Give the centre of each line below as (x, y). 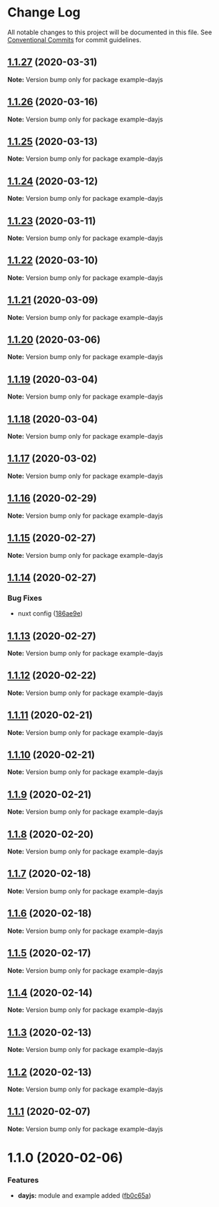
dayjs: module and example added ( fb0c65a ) (84, 1196)
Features (23, 1180)
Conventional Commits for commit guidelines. (74, 39)
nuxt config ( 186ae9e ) (50, 613)
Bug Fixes (25, 598)
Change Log (44, 12)
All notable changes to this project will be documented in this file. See (110, 32)
